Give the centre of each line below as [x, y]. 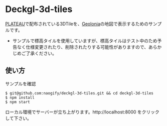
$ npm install [20, 97]
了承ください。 [41, 53]
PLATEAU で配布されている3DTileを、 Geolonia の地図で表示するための [77, 24]
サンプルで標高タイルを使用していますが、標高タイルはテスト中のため [85, 41]
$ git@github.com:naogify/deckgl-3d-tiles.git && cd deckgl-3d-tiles [79, 93]
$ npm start [18, 102]
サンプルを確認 [21, 83]
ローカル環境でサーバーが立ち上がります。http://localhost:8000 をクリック [82, 112]
